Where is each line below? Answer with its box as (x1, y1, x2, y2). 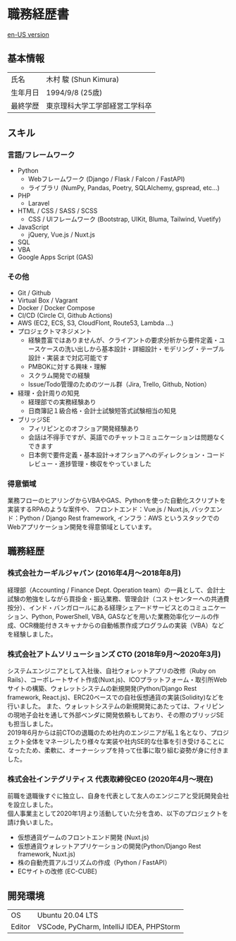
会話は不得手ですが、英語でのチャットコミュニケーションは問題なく (27, 432, 225, 442)
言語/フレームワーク (7, 150, 75, 160)
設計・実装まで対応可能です (27, 353, 109, 362)
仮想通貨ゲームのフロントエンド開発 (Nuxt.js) (17, 833, 149, 841)
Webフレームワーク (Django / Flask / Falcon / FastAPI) (27, 174, 185, 184)
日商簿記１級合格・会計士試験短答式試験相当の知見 (27, 406, 177, 415)
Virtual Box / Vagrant (17, 296, 78, 304)
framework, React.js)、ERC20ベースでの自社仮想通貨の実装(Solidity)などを (7, 693, 225, 702)
